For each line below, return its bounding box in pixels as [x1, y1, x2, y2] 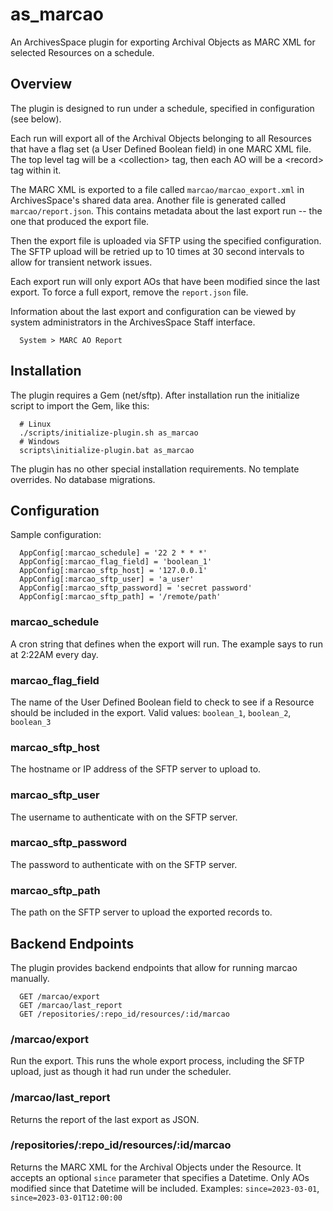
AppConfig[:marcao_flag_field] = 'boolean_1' [19, 557, 213, 567]
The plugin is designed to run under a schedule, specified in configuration [10, 102, 315, 114]
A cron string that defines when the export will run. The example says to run [10, 638, 323, 650]
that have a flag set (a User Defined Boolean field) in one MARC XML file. [10, 143, 312, 155]
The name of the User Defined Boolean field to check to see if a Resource [10, 696, 315, 708]
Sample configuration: [10, 529, 102, 541]
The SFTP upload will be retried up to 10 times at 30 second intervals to [10, 245, 305, 257]
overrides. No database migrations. [10, 473, 156, 485]
